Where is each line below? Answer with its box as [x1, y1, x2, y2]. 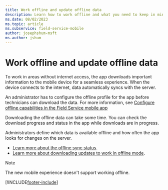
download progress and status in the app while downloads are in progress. [5, 120, 159, 126]
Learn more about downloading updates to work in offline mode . [12, 150, 145, 156]
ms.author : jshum [5, 36, 41, 41]
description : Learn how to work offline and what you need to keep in [5, 12, 155, 17]
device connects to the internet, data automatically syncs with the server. [5, 84, 156, 90]
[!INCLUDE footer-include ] [5, 179, 58, 185]
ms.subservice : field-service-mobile [5, 26, 84, 31]
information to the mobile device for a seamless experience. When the [5, 79, 150, 85]
